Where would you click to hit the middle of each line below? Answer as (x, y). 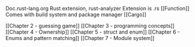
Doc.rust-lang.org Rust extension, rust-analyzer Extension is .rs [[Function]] (97, 8)
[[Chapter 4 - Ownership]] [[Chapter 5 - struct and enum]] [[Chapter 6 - (93, 32)
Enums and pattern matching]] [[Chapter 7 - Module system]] (80, 38)
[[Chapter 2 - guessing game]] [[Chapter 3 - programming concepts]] (90, 26)
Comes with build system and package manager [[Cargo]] (76, 15)
